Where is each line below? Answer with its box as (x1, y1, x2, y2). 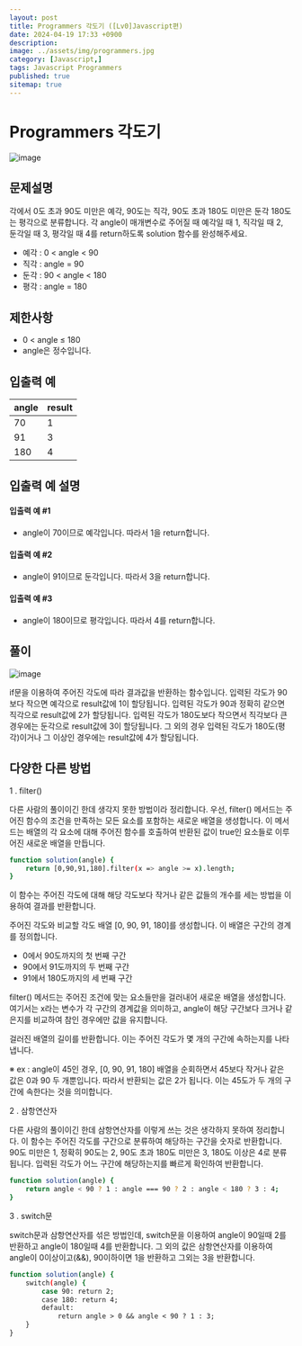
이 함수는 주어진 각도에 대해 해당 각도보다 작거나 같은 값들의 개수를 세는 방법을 (9, 890, 283, 901)
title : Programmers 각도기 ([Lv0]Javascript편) (9, 22, 183, 31)
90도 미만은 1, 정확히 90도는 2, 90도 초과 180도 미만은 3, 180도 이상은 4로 (9, 1147, 271, 1158)
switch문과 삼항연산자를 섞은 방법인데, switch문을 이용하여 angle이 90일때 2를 (9, 1229, 287, 1240)
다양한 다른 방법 (9, 761, 92, 776)
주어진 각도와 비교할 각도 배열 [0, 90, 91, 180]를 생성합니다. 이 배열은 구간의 (9, 920, 275, 931)
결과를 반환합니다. (32, 901, 96, 911)
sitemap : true (9, 80, 63, 89)
